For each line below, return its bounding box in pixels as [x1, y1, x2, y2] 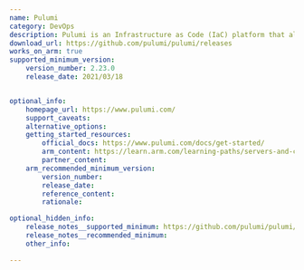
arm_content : [42, 147, 91, 157]
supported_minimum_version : [9, 55, 116, 64]
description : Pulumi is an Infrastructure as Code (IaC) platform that [9, 30, 285, 39]
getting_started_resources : [25, 130, 131, 140]
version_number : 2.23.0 [25, 64, 116, 73]
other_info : [25, 239, 71, 248]
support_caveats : [25, 113, 91, 122]
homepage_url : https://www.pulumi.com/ [25, 105, 176, 114]
